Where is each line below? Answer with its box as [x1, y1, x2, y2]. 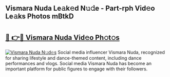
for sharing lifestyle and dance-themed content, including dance [5, 55, 142, 61]
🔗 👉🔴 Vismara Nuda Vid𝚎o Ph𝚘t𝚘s [5, 33, 120, 42]
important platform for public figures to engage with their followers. [5, 66, 148, 72]
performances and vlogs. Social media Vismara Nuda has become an [5, 61, 152, 66]
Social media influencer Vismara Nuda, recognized [58, 49, 165, 55]
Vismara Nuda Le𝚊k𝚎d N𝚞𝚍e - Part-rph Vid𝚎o [5, 4, 155, 13]
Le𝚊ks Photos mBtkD [5, 12, 74, 21]
